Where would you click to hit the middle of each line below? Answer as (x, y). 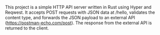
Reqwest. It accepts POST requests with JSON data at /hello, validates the (80, 12)
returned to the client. (27, 28)
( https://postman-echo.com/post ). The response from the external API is (79, 23)
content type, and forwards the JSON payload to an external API (70, 17)
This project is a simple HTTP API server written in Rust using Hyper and (78, 7)
